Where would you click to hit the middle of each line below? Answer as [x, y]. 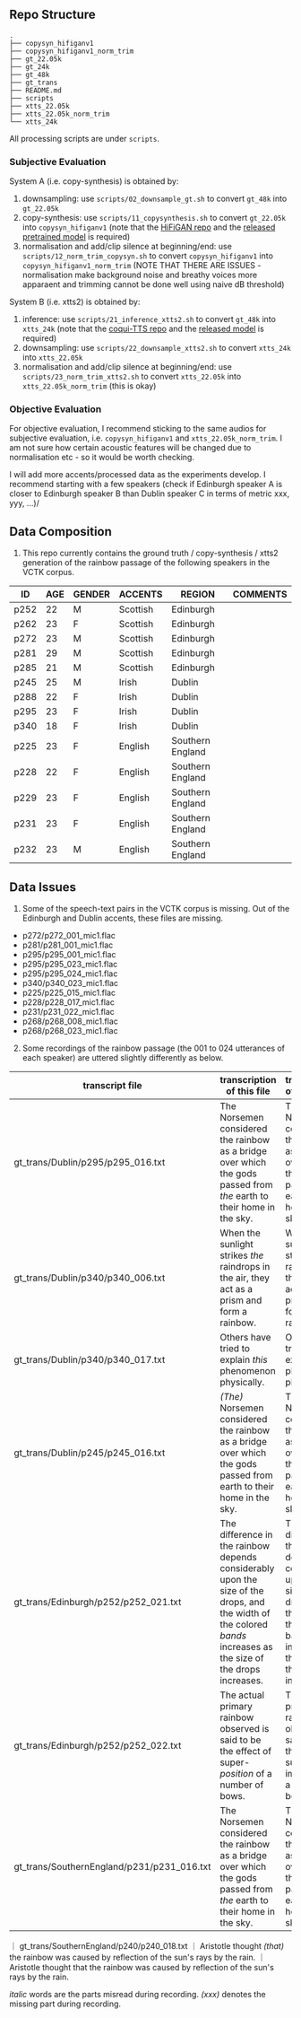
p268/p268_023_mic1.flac [70, 1031]
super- [235, 1762]
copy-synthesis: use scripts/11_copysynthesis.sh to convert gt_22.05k [154, 218]
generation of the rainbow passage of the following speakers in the [146, 563]
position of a [245, 1774]
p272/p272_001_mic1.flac [69, 936]
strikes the [241, 1255]
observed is [244, 1729]
